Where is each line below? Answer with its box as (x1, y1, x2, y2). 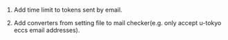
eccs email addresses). (13, 26, 80, 34)
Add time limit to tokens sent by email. (13, 6, 123, 14)
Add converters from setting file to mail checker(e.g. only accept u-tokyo (13, 19, 222, 26)
